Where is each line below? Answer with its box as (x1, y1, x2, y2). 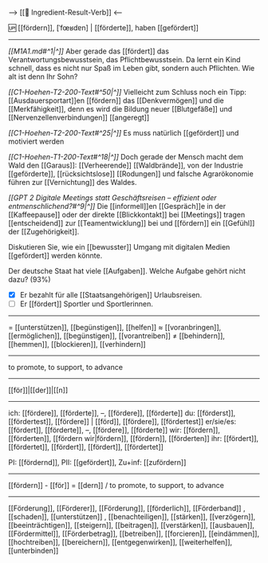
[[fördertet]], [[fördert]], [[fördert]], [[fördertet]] (8, 443, 164, 452)
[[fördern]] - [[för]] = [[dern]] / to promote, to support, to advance (8, 481, 225, 490)
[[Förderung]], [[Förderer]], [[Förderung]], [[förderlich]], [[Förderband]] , (8, 503, 246, 514)
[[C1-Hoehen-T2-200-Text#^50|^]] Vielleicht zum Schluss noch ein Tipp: (8, 88, 247, 96)
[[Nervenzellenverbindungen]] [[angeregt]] (8, 112, 150, 122)
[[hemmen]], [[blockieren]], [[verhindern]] (8, 340, 146, 349)
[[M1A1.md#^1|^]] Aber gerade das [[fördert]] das (8, 46, 170, 56)
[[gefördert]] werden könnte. (8, 251, 103, 260)
